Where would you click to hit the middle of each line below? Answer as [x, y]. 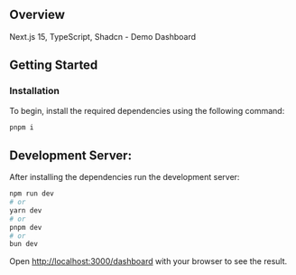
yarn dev [26, 210]
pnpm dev [26, 227]
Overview [37, 15]
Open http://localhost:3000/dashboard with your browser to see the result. [148, 261]
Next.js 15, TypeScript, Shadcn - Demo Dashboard [103, 36]
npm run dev [32, 194]
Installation [35, 91]
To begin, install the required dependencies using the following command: [147, 110]
